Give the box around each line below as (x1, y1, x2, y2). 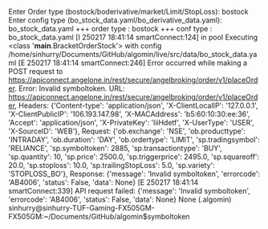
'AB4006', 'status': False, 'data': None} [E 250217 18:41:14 (8, 178, 199, 187)
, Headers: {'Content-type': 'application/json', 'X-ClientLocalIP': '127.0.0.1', (14, 100, 258, 110)
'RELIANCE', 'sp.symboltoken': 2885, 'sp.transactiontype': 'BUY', (8, 144, 222, 153)
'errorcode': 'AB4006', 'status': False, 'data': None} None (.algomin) (8, 194, 232, 204)
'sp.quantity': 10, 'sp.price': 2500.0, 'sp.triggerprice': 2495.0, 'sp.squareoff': (8, 152, 260, 162)
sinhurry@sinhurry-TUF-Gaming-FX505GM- (8, 203, 155, 212)
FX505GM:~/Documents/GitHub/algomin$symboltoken (8, 212, 190, 221)
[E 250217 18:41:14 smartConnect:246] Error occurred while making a (18, 58, 247, 67)
